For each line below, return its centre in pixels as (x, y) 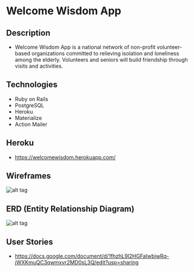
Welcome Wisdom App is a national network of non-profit (85, 47)
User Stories (30, 242)
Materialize (28, 118)
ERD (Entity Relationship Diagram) (70, 209)
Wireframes (29, 176)
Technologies (32, 85)
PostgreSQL (29, 105)
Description (28, 33)
